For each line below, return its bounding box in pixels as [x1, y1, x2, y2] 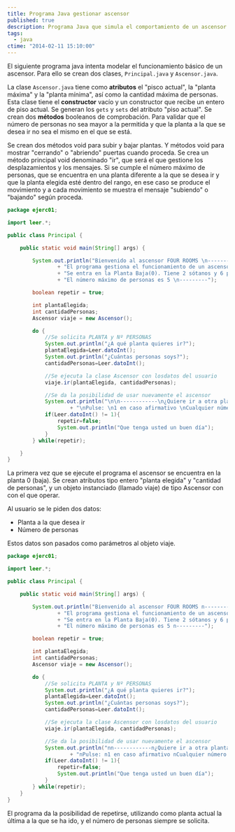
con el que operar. [7, 491, 60, 500]
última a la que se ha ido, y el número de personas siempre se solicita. [7, 816, 210, 825]
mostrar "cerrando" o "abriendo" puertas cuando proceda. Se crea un [7, 148, 209, 157]
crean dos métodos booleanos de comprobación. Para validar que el [7, 113, 206, 121]
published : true [7, 17, 55, 24]
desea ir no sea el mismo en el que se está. [7, 127, 132, 136]
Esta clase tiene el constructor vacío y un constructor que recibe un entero [7, 98, 225, 106]
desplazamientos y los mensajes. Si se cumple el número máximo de [7, 164, 206, 171]
